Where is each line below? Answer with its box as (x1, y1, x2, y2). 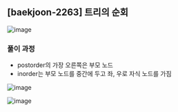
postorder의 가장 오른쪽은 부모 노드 (17, 61, 114, 69)
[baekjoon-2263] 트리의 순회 (7, 6, 129, 19)
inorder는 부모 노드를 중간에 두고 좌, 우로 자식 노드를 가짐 (17, 70, 172, 78)
